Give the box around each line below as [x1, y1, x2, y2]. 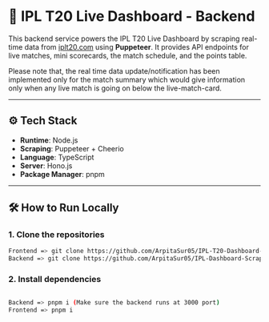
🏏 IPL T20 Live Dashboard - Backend [8, 7, 255, 26]
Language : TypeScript [19, 152, 94, 162]
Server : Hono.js [19, 160, 73, 171]
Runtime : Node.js [19, 135, 78, 145]
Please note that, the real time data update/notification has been [8, 66, 220, 75]
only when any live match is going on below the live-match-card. [8, 83, 223, 93]
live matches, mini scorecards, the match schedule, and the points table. [8, 50, 247, 60]
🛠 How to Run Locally [8, 201, 119, 215]
